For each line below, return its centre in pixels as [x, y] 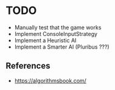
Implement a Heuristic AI [45, 40]
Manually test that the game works [58, 27]
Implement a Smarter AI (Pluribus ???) [62, 47]
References [28, 66]
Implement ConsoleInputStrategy [56, 33]
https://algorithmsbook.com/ [50, 80]
